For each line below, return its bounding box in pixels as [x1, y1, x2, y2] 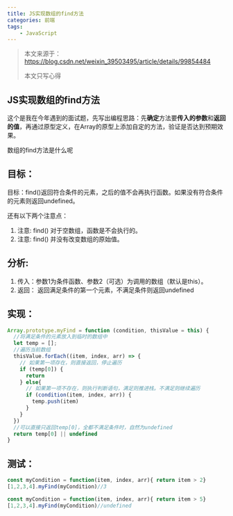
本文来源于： [24, 49, 61, 58]
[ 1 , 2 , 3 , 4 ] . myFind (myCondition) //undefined [7, 502, 132, 509]
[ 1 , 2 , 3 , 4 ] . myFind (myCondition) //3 [7, 483, 107, 490]
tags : [7, 23, 23, 30]
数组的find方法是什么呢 [7, 146, 74, 154]
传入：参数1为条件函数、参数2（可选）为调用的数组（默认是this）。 [17, 277, 207, 285]
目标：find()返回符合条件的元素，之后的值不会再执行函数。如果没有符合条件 [7, 188, 223, 196]
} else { [19, 378, 42, 386]
